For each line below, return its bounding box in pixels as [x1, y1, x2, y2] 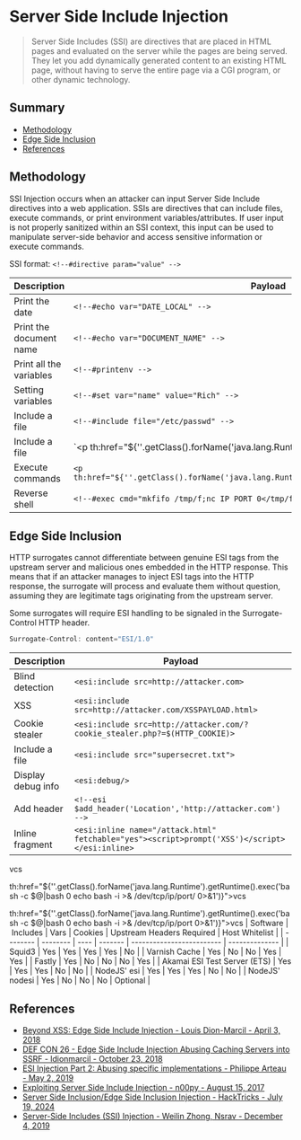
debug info [13, 780, 60, 792]
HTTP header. [39, 617, 90, 628]
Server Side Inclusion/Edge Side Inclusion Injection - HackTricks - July [21, 1091, 284, 1102]
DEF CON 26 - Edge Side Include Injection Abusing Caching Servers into [21, 1044, 290, 1055]
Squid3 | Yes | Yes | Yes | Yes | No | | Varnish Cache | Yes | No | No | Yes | [9, 946, 282, 958]
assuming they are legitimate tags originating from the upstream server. [9, 590, 273, 601]
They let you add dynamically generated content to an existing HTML [30, 55, 287, 66]
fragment [13, 838, 53, 851]
